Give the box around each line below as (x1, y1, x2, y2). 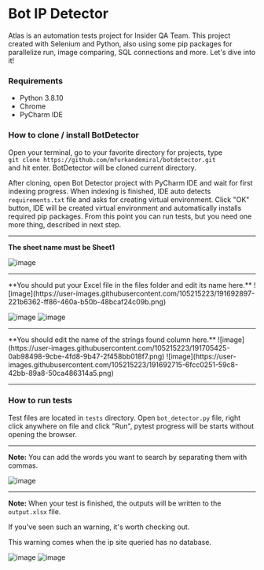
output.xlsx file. (8, 506, 61, 516)
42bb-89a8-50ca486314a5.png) (8, 368, 114, 377)
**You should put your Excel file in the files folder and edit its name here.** (8, 280, 252, 289)
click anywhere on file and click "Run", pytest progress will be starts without (8, 421, 255, 431)
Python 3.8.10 (19, 94, 64, 103)
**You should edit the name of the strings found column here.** (8, 335, 216, 344)
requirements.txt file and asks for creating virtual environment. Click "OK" (8, 194, 250, 204)
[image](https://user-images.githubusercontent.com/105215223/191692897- (8, 289, 255, 298)
